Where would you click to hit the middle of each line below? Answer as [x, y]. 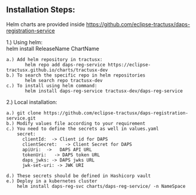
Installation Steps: [41, 10]
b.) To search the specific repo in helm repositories [76, 75]
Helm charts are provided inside [45, 24]
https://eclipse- [129, 65]
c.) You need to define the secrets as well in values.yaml [83, 129]
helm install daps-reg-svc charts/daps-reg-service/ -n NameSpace [101, 186]
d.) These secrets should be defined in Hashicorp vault [79, 176]
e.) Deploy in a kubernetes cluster [52, 181]
